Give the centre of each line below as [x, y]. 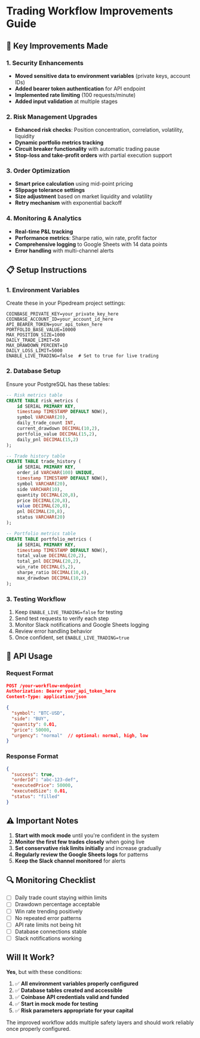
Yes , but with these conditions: [44, 972]
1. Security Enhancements [45, 63]
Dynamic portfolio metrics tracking [59, 142]
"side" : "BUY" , [30, 719]
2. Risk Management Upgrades [52, 117]
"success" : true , [33, 774]
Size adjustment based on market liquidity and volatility [84, 196]
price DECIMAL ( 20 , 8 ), [44, 500]
